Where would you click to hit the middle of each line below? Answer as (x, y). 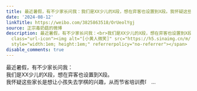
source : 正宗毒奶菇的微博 (34, 28)
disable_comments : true (35, 50)
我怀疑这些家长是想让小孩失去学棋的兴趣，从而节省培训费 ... (81, 82)
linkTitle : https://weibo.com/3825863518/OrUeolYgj (70, 22)
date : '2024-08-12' (30, 17)
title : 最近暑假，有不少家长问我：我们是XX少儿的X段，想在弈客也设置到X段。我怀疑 (95, 11)
